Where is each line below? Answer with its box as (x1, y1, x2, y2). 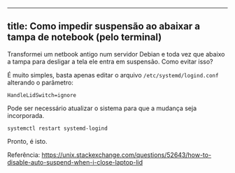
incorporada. (7, 111, 45, 119)
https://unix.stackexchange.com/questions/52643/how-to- (41, 151, 212, 159)
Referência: (7, 151, 41, 159)
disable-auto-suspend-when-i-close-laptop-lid (7, 158, 143, 166)
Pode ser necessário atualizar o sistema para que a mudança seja (7, 104, 197, 112)
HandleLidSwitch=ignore (7, 91, 77, 98)
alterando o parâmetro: (7, 78, 73, 86)
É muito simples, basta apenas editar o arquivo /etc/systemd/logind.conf (7, 70, 219, 79)
